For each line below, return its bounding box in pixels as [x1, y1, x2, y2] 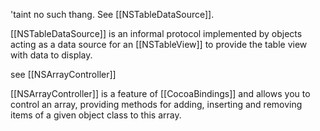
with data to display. [10, 49, 93, 61]
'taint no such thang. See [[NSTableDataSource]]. [10, 9, 215, 20]
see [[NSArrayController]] [10, 69, 117, 80]
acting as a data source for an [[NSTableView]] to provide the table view [10, 39, 308, 50]
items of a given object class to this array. [10, 109, 182, 121]
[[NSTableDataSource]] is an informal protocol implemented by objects [10, 28, 303, 39]
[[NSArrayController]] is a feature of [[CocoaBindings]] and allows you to [10, 88, 311, 99]
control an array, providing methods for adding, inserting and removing [10, 99, 303, 110]
